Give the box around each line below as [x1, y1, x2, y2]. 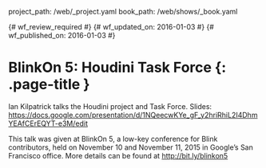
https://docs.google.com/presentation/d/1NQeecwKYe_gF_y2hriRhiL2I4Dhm [8, 110, 258, 119]
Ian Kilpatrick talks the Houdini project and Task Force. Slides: [8, 101, 212, 111]
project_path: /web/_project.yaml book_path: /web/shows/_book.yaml [8, 7, 238, 16]
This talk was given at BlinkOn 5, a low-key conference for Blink [8, 134, 218, 143]
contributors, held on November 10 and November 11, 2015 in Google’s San [8, 143, 253, 152]
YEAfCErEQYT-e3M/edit [8, 119, 88, 128]
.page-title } [8, 76, 90, 94]
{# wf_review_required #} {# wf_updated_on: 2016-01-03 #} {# [8, 22, 214, 31]
